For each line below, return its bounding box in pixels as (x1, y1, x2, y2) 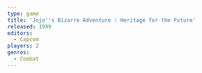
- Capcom (13, 36, 39, 43)
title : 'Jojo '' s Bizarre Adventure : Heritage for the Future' (7, 17, 196, 24)
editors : (7, 29, 33, 37)
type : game (7, 10, 39, 17)
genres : (7, 49, 30, 56)
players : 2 (7, 42, 39, 49)
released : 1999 (7, 23, 52, 30)
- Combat (13, 56, 39, 63)
